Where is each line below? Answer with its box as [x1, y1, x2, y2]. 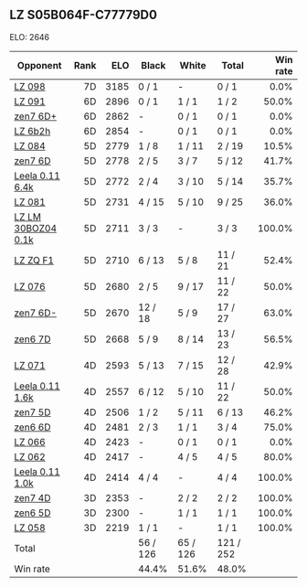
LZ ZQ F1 [14, 253, 55, 266]
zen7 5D [14, 406, 51, 419]
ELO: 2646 [9, 31, 50, 42]
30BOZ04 [14, 221, 58, 234]
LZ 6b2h [14, 124, 51, 137]
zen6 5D [14, 507, 51, 519]
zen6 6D [14, 421, 51, 433]
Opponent [16, 59, 62, 71]
